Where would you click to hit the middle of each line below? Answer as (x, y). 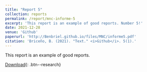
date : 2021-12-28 (23, 28)
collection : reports (26, 14)
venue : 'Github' (21, 32)
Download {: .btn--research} (33, 64)
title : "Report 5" (24, 9)
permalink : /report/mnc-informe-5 (40, 18)
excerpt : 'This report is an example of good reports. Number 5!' (74, 23)
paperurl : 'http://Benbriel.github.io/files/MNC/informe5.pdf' (71, 37)
